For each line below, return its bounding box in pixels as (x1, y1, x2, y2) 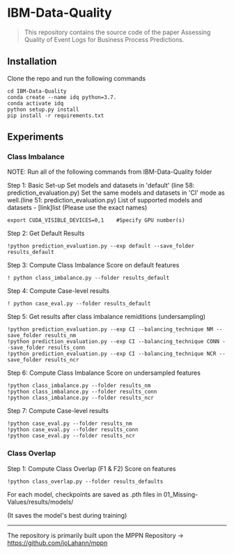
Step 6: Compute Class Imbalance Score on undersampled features (7, 368, 201, 377)
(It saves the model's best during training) (7, 511, 127, 519)
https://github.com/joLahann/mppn (7, 539, 108, 547)
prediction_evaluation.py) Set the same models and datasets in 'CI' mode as (7, 188, 225, 197)
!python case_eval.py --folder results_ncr (7, 433, 136, 440)
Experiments (7, 131, 64, 143)
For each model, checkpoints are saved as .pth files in (7, 490, 162, 498)
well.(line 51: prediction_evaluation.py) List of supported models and (7, 196, 203, 204)
